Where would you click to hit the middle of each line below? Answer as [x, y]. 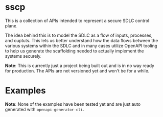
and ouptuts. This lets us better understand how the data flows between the [81, 40]
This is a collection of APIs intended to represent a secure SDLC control [77, 21]
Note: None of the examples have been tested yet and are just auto [73, 104]
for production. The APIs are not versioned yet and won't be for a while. [77, 70]
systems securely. [23, 56]
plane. [12, 25]
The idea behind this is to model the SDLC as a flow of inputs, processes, [79, 35]
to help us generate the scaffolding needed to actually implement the [75, 51]
